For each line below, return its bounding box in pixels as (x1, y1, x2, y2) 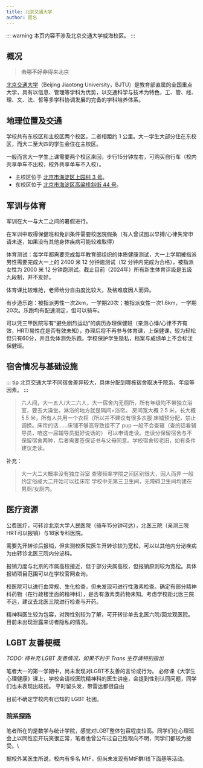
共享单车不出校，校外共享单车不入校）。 (6, 161, 105, 168)
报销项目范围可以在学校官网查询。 (6, 570, 91, 577)
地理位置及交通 (6, 115, 62, 126)
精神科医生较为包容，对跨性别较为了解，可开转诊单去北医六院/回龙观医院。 (6, 610, 194, 618)
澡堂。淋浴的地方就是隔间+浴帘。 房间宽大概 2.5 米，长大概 (47, 406, 196, 414)
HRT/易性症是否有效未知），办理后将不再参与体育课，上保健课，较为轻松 (16, 327, 196, 334)
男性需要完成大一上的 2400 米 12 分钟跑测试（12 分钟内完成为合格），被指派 (6, 258, 195, 266)
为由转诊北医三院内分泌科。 (6, 549, 76, 557)
